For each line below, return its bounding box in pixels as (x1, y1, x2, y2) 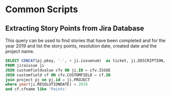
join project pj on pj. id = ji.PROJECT (5, 77, 90, 82)
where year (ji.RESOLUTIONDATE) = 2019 (5, 82, 88, 87)
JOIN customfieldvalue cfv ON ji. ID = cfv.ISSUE (5, 67, 111, 73)
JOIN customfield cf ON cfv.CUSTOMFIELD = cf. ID (5, 73, 111, 78)
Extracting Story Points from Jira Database (5, 24, 144, 33)
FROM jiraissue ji (5, 63, 44, 68)
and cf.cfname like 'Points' (5, 87, 67, 92)
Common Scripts (5, 4, 78, 15)
